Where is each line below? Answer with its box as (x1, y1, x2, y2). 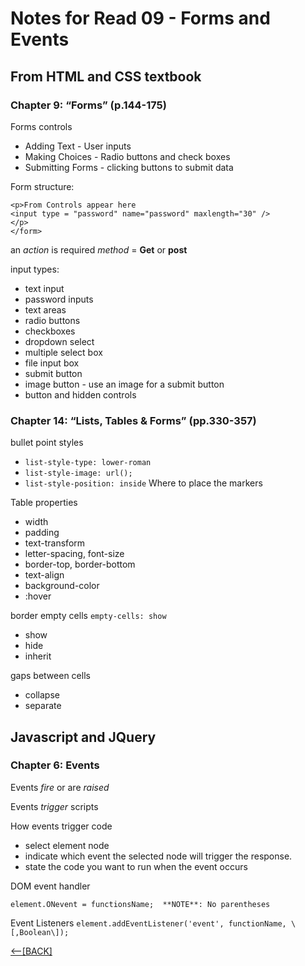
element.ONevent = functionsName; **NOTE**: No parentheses (10, 899, 271, 909)
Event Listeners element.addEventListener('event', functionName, (10, 917, 287, 929)
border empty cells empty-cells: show (10, 610, 167, 622)
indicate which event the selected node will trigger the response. (24, 850, 293, 862)
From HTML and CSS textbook (10, 68, 202, 85)
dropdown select (24, 335, 95, 347)
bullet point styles (10, 437, 84, 449)
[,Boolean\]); (10, 927, 70, 937)
